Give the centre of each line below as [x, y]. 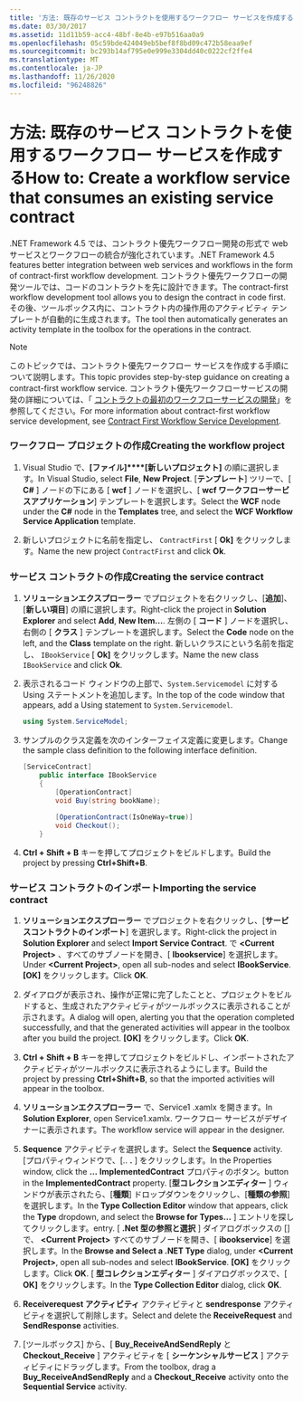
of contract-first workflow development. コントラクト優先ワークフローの [145, 275]
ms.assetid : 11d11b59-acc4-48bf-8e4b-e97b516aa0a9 [107, 34]
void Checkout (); [88, 826]
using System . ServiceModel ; [75, 722]
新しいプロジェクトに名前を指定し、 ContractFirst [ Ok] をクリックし [152, 539]
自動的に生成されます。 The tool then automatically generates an [168, 319]
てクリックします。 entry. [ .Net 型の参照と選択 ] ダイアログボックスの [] [156, 1228]
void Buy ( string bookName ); [108, 801]
